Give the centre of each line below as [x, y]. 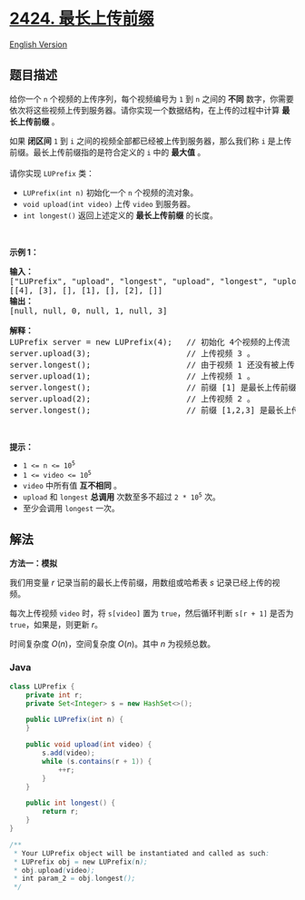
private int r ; [54, 695]
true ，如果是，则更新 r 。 [56, 624]
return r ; [60, 812]
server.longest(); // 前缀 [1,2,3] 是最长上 [151, 410]
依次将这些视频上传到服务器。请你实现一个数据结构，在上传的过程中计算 [144, 110]
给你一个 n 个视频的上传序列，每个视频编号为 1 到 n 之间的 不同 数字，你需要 [152, 99]
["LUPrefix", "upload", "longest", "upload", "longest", [139, 281]
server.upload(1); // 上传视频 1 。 [133, 376]
